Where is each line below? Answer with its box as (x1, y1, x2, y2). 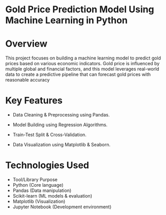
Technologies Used (5, 160, 90, 171)
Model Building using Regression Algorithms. (12, 122, 108, 128)
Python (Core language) (12, 182, 64, 188)
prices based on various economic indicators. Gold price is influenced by (5, 61, 160, 67)
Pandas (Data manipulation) (12, 187, 72, 193)
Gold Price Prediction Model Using (5, 4, 155, 15)
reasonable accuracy (5, 77, 50, 83)
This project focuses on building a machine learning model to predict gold (5, 55, 161, 61)
